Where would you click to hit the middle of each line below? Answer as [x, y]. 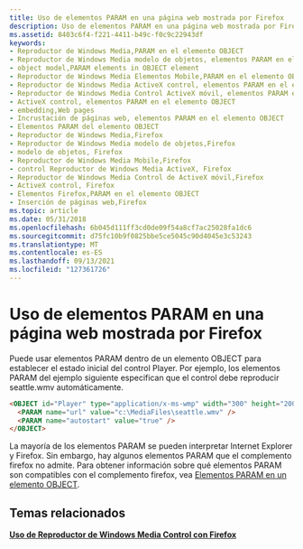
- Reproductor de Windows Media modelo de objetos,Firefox [123, 144]
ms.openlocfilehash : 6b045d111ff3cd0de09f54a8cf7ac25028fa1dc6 [131, 228]
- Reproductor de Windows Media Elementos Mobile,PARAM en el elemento [147, 77]
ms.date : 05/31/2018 [48, 219]
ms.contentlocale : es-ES [56, 253]
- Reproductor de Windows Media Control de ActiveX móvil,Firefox [137, 177]
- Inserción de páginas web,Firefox [78, 203]
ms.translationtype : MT [54, 245]
